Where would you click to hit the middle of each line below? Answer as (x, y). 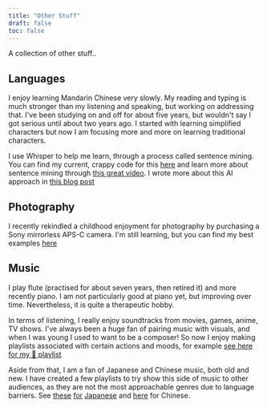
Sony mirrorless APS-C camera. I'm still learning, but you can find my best (131, 234)
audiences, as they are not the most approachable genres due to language (131, 386)
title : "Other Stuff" (44, 16)
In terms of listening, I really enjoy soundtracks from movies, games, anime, (133, 320)
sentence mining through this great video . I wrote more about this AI (121, 173)
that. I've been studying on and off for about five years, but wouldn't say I (129, 115)
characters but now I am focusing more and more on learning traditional (127, 132)
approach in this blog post (51, 182)
